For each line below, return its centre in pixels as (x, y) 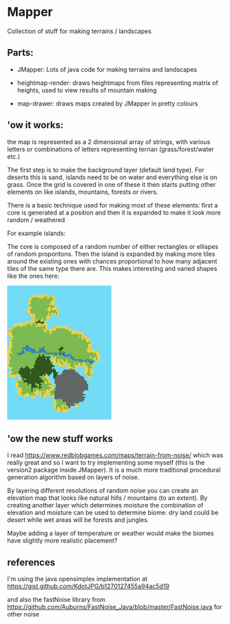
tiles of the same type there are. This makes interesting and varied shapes (112, 268)
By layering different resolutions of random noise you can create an (103, 491)
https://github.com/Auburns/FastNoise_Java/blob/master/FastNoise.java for (115, 607)
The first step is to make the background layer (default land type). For (106, 170)
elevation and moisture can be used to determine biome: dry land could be (113, 513)
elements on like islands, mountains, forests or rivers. (83, 192)
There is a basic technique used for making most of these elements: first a (113, 205)
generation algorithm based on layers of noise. (73, 477)
